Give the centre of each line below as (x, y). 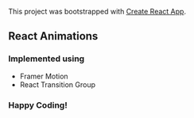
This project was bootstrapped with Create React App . (97, 11)
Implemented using (47, 59)
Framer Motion (44, 76)
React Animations (53, 36)
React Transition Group (58, 84)
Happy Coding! (38, 105)
